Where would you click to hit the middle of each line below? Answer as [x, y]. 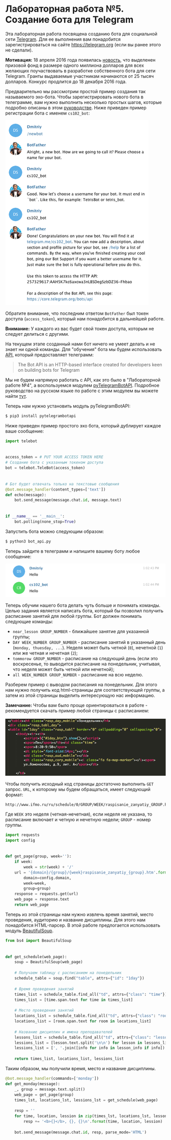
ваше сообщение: [25, 431]
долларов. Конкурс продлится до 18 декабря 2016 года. [66, 82]
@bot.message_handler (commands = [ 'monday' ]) [52, 1079]
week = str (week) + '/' [49, 867]
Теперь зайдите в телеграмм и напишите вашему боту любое [73, 551]
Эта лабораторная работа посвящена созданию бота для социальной [81, 34]
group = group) [37, 889]
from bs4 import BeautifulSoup [38, 940]
